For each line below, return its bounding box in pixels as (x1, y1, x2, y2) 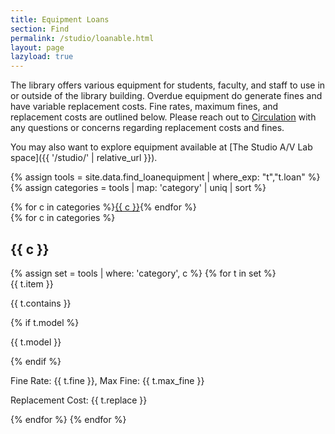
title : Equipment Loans (10, 14, 110, 25)
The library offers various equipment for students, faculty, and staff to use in (10, 79, 326, 91)
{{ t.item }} (10, 277, 54, 290)
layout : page (10, 42, 65, 53)
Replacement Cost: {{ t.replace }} (10, 394, 148, 406)
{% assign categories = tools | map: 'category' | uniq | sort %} (10, 182, 267, 194)
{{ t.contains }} (10, 297, 72, 309)
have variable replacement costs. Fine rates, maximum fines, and (10, 101, 279, 113)
